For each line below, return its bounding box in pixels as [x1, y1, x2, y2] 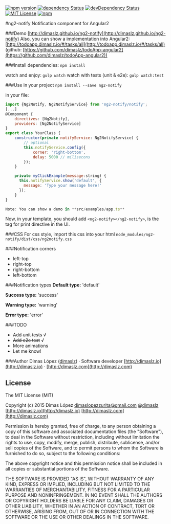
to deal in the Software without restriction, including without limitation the [5, 434, 160, 440]
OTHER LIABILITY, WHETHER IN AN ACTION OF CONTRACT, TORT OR [5, 503, 155, 509]
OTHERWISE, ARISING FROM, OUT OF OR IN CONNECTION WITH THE [5, 509, 155, 515]
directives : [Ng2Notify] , [14, 116, 70, 121]
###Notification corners [5, 246, 56, 252]
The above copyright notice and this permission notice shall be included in [5, 460, 162, 466]
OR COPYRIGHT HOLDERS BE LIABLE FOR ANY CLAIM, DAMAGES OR [5, 498, 154, 504]
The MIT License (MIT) [5, 392, 54, 399]
